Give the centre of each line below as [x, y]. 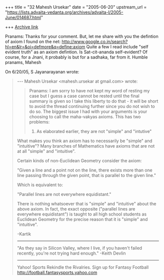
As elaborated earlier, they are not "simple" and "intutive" [94, 131]
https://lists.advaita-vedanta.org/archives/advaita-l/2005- [65, 12]
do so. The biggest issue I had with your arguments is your [88, 111]
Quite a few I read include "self [117, 47]
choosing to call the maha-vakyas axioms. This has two [85, 117]
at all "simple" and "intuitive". [46, 151]
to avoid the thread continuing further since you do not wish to [92, 106]
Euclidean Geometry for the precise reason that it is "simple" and [82, 219]
